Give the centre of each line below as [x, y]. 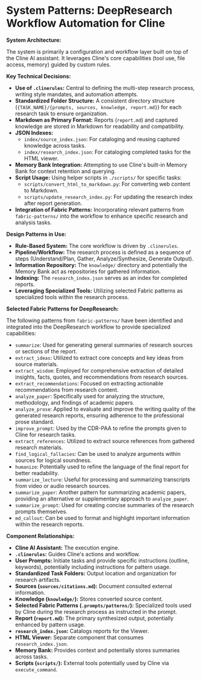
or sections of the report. [46, 351]
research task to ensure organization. [62, 113]
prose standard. [35, 422]
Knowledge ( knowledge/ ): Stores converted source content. [89, 599]
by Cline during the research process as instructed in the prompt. [96, 611]
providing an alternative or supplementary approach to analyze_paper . [102, 499]
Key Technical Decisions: [39, 76]
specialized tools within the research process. [72, 297]
